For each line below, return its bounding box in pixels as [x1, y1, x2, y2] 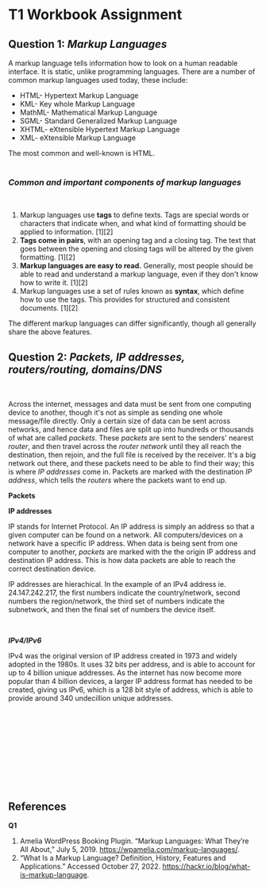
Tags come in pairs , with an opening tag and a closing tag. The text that [19, 236, 256, 245]
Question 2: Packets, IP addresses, [8, 350, 185, 364]
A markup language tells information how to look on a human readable [8, 58, 238, 68]
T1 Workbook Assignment [8, 6, 183, 24]
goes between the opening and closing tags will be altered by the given [19, 244, 254, 254]
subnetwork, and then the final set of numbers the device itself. [8, 605, 216, 615]
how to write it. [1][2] [19, 278, 88, 287]
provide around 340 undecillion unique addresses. [8, 694, 173, 703]
